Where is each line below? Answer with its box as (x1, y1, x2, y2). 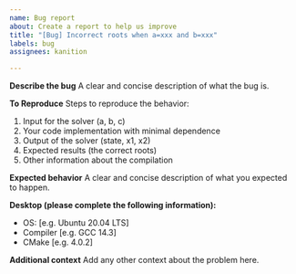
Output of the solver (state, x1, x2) (22, 135, 151, 146)
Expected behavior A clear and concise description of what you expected (9, 173, 288, 184)
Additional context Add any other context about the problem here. (9, 255, 260, 266)
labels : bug (9, 38, 55, 48)
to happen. (9, 182, 50, 193)
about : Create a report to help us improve (9, 22, 178, 31)
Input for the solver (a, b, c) (22, 116, 126, 127)
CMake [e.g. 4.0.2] (22, 237, 94, 248)
